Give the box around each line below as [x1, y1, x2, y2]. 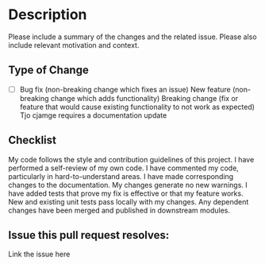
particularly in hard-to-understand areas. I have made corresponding [8, 171, 234, 181]
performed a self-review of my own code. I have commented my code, [8, 163, 240, 173]
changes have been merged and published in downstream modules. [8, 205, 231, 215]
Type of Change [8, 64, 89, 77]
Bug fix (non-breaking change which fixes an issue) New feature [19, 84, 232, 94]
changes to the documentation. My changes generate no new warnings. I [8, 180, 248, 189]
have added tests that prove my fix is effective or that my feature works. [8, 189, 244, 198]
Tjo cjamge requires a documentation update [19, 110, 167, 120]
